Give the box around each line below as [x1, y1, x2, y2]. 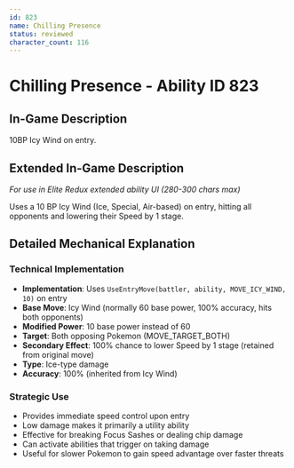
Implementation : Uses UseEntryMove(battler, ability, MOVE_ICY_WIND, [21, 283, 287, 294]
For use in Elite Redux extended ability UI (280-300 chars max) [9, 184, 242, 195]
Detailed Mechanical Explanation [9, 236, 195, 251]
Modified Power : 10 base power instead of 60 [21, 321, 191, 331]
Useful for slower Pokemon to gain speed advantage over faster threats [21, 448, 284, 459]
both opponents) [21, 312, 84, 322]
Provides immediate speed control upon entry [21, 410, 190, 422]
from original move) [21, 349, 95, 360]
